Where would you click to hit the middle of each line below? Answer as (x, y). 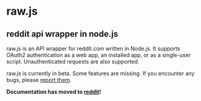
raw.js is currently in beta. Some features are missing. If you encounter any (100, 73)
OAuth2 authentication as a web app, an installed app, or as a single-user (99, 55)
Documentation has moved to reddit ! (54, 92)
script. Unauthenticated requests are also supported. (73, 62)
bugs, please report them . (39, 80)
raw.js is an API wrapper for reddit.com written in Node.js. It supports (93, 48)
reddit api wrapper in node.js (62, 34)
